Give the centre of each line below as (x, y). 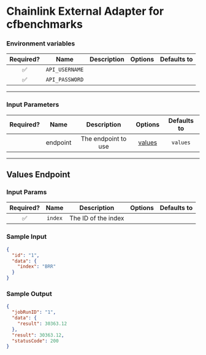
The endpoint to (104, 138)
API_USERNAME (65, 70)
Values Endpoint (38, 175)
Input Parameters (33, 104)
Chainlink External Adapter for (85, 11)
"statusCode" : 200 (36, 341)
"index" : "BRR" (37, 267)
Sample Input (27, 236)
